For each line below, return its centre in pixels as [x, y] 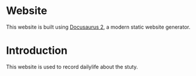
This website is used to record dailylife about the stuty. [72, 67]
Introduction [37, 51]
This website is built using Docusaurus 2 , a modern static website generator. [98, 27]
